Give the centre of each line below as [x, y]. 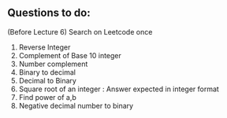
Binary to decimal [47, 72]
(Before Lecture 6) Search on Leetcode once [80, 31]
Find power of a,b [47, 97]
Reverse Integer [45, 47]
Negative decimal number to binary [76, 105]
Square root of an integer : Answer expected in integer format [119, 89]
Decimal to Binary [47, 80]
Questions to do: [49, 13]
